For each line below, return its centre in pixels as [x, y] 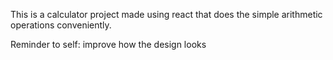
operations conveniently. [61, 25]
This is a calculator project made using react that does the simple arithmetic [166, 14]
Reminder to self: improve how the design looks [108, 44]
